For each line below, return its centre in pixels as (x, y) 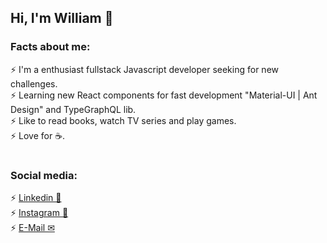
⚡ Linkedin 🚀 (36, 198)
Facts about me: (50, 47)
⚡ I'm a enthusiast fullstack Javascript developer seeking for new (144, 69)
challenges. (34, 83)
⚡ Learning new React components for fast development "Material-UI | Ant (164, 95)
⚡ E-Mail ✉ (32, 228)
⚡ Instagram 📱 (39, 213)
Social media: (44, 175)
